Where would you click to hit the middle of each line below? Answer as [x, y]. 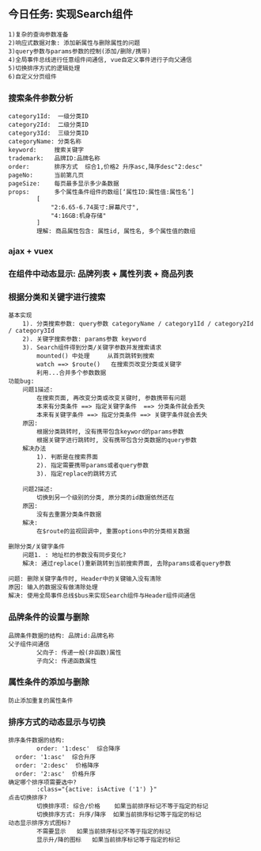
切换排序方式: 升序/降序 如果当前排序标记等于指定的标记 [119, 815]
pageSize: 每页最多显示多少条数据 [64, 184]
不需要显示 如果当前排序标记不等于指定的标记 [104, 832]
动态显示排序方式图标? [40, 823]
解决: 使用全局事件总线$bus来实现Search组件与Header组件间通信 [102, 596]
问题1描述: [38, 390]
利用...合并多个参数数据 [72, 373]
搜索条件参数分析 [41, 97]
